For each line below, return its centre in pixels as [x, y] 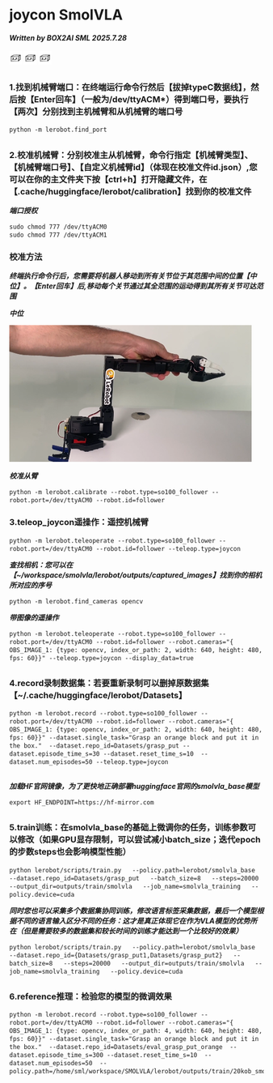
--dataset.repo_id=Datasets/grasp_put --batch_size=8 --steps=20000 [134, 878]
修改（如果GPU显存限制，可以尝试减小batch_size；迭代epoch [139, 840]
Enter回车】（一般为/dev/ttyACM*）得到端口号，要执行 [141, 99]
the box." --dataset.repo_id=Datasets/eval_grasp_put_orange [116, 1047]
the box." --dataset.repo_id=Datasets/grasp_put [94, 746]
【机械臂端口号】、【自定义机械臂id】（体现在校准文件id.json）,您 [133, 167]
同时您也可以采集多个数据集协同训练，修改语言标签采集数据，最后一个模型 [133, 910]
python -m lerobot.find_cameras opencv [76, 601]
